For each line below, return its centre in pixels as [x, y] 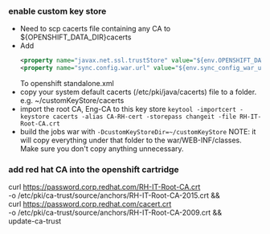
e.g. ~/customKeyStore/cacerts [72, 101]
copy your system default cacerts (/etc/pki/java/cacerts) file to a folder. [138, 92]
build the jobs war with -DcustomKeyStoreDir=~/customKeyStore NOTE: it [138, 132]
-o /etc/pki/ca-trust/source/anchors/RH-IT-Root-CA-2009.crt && [115, 213]
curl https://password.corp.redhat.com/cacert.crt [90, 204]
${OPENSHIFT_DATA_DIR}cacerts [76, 37]
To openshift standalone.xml [67, 84]
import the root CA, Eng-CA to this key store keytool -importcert [128, 109]
